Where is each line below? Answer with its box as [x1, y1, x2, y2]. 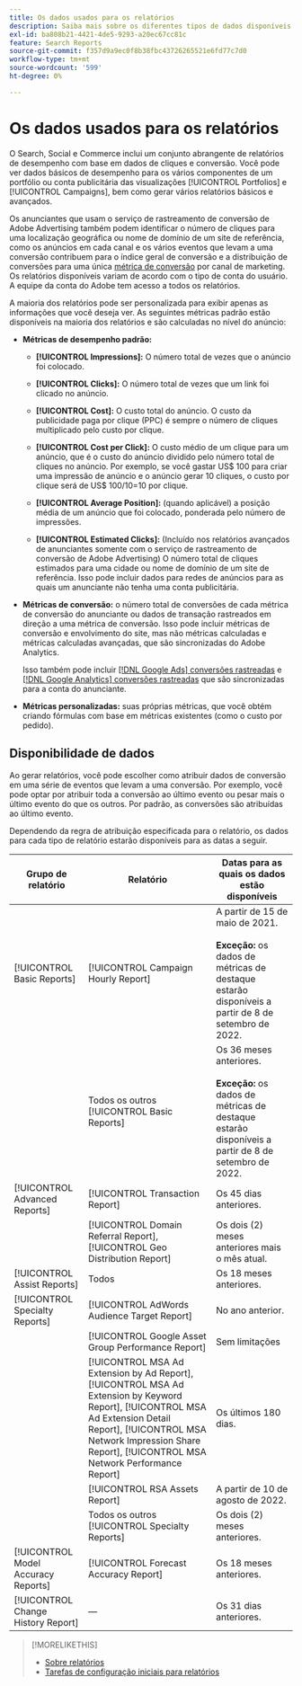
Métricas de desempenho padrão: [22, 333, 153, 344]
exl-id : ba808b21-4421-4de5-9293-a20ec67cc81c [9, 30, 187, 39]
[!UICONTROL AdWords [88, 1298, 189, 1310]
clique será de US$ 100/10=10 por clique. [35, 480, 189, 491]
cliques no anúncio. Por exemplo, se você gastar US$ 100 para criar [35, 460, 288, 472]
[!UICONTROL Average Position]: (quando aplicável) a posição [35, 497, 271, 508]
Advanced [13, 1193, 58, 1205]
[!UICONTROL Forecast [88, 1557, 187, 1569]
